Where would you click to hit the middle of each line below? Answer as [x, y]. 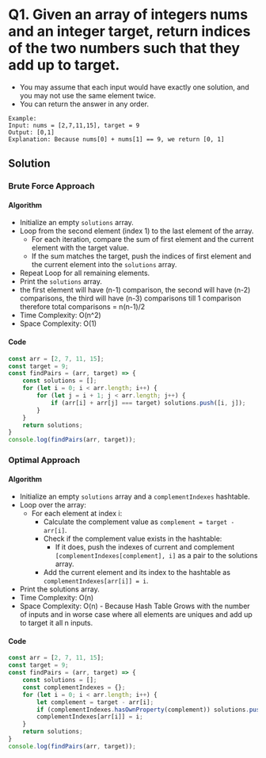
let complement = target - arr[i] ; [95, 702]
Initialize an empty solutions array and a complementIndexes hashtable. [135, 496]
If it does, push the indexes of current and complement [145, 547]
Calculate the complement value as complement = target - [139, 522]
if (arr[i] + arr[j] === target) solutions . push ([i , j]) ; [148, 403]
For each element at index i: [77, 514]
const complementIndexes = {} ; [74, 687]
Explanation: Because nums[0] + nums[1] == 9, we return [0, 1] [116, 139]
